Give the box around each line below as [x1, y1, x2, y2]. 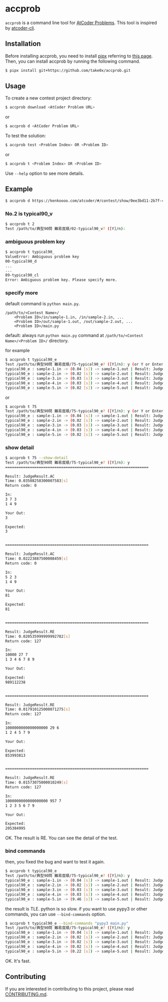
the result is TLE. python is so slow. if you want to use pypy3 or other [5, 906, 147, 912]
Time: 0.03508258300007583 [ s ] [5, 478, 68, 484]
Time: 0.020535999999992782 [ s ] [5, 634, 70, 639]
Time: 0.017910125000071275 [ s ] [5, 707, 70, 712]
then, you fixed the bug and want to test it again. [5, 859, 105, 865]
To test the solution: [5, 133, 46, 139]
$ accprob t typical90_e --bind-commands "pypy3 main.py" [5, 921, 128, 926]
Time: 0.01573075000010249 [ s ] [5, 780, 68, 785]
